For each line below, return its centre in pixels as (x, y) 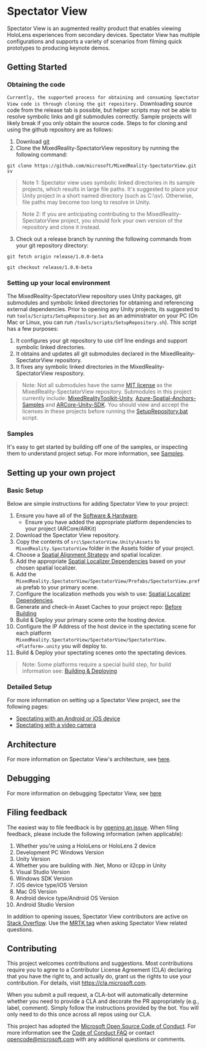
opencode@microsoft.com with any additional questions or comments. (96, 1039)
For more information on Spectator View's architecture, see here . (89, 759)
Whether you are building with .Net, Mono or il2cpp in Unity (91, 865)
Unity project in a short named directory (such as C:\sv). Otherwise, (108, 195)
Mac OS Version (36, 891)
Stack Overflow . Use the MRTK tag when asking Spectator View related (97, 923)
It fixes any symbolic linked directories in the (72, 366)
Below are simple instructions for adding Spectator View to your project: (98, 503)
